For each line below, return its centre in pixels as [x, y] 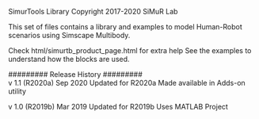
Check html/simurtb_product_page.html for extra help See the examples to [130, 50]
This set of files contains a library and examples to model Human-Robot [126, 27]
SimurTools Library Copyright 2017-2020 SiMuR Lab [93, 12]
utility [17, 91]
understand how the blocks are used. [69, 59]
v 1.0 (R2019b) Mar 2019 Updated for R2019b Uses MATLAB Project [118, 107]
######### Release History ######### [75, 74]
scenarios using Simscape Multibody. [69, 35]
